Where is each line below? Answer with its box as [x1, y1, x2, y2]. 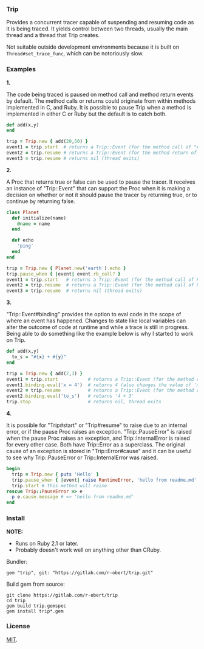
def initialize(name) [12, 215, 67, 221]
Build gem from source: [6, 580, 65, 588]
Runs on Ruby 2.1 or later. [15, 540, 79, 547]
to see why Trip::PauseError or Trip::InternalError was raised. [6, 454, 158, 461]
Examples [6, 65, 36, 74]
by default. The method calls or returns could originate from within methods [6, 97, 196, 105]
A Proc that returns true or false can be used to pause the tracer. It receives [6, 178, 195, 186]
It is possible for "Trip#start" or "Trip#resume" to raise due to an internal [6, 422, 188, 429]
